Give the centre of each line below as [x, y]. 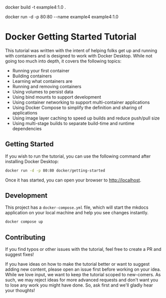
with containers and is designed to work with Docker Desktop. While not [79, 56]
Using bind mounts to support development [57, 97]
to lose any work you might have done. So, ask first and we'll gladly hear [79, 285]
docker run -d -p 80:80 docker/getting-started [55, 171]
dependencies [27, 128]
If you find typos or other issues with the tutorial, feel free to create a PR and [83, 249]
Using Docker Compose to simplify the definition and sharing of [77, 107]
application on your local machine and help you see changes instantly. [77, 213]
